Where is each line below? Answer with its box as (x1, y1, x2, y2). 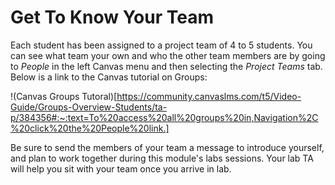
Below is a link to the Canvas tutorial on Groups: (10, 71, 208, 83)
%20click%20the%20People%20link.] (10, 122, 170, 134)
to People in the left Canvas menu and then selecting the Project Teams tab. (10, 60, 323, 72)
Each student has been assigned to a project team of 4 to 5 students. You (10, 39, 313, 51)
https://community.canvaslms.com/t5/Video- (116, 90, 302, 102)
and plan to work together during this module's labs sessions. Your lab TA (10, 152, 314, 164)
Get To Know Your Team (10, 6, 214, 29)
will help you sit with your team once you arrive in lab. (10, 162, 232, 175)
